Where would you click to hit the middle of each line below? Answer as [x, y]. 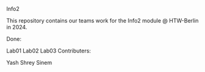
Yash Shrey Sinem [29, 63]
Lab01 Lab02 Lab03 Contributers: [49, 51]
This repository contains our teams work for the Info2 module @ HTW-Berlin [102, 20]
